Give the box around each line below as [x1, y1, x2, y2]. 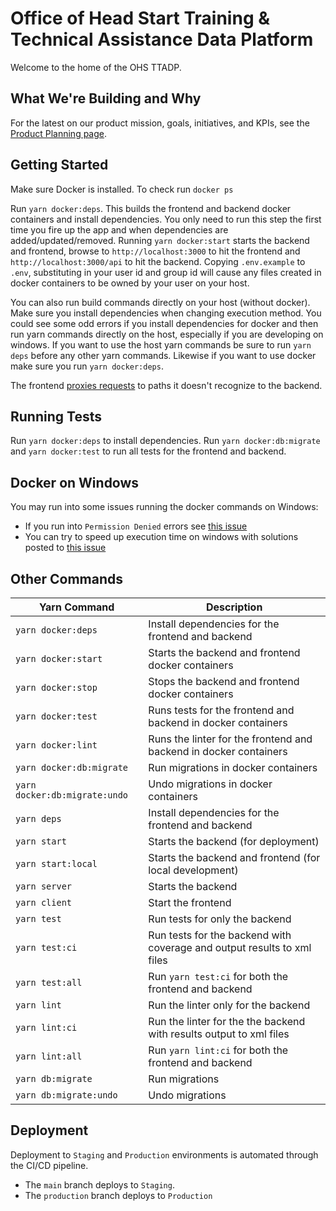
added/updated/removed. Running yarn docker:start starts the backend [10, 234, 310, 246]
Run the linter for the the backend [148, 1015, 306, 1028]
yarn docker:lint [15, 740, 98, 751]
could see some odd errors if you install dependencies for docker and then [10, 317, 319, 329]
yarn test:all [15, 977, 83, 988]
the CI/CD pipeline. [10, 1159, 89, 1171]
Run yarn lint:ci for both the [148, 1043, 289, 1057]
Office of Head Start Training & [10, 7, 271, 30]
